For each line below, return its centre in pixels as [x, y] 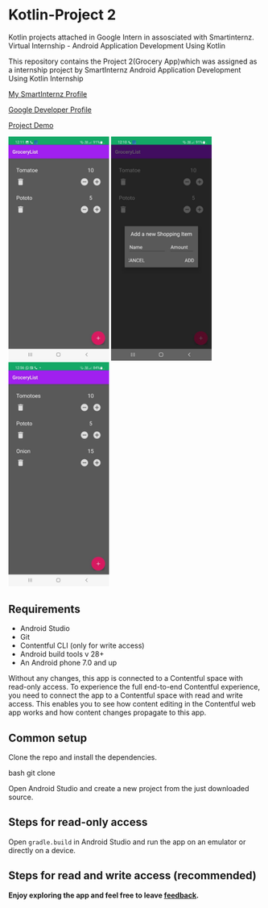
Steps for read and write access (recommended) [132, 876]
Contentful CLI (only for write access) [82, 645]
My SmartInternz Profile [48, 93]
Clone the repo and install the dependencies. [83, 757]
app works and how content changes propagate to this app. [107, 713]
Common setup [47, 738]
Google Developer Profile [50, 110]
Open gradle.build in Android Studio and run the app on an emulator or [127, 842]
